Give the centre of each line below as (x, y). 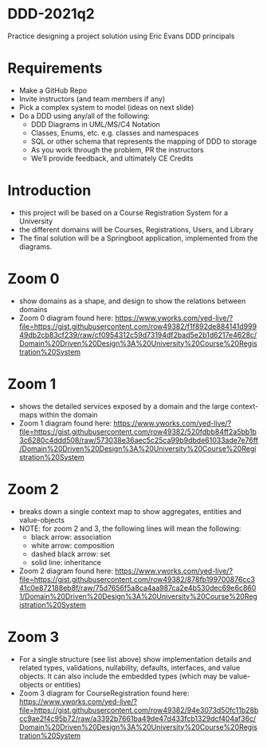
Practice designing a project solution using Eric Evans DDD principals (121, 36)
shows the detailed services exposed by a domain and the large (124, 406)
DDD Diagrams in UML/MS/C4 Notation (96, 124)
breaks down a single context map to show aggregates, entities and (130, 511)
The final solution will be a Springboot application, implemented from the (138, 238)
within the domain (68, 414)
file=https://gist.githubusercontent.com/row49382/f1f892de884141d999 (137, 326)
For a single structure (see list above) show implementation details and (135, 659)
